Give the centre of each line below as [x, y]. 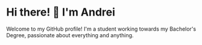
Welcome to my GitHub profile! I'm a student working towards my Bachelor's [101, 29]
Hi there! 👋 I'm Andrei [61, 12]
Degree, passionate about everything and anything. [70, 35]
